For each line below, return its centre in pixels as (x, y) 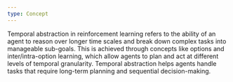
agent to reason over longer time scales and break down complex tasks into (117, 41)
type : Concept (28, 14)
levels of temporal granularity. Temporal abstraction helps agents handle (112, 63)
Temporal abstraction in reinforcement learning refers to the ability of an (112, 34)
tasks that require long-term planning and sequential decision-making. (109, 71)
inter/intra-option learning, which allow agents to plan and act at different (113, 56)
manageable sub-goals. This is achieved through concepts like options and (116, 48)
